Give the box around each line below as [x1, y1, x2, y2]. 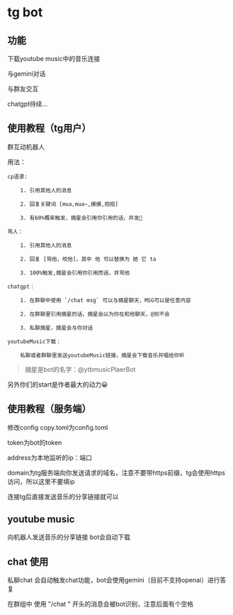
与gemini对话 [7, 70, 46, 78]
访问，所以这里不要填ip [7, 477, 75, 486]
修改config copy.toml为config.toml [7, 423, 108, 431]
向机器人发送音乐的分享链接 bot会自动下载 [7, 533, 131, 541]
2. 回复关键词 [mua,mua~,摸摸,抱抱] [20, 200, 119, 208]
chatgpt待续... [7, 100, 48, 108]
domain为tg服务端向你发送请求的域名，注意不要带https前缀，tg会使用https [7, 468, 225, 477]
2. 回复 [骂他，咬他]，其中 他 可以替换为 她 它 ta [20, 255, 157, 262]
